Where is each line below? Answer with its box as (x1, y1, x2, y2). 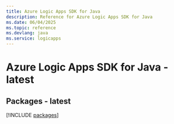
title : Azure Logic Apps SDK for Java (6, 8, 100, 15)
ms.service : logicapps (6, 36, 61, 41)
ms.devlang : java (6, 30, 48, 36)
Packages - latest (6, 96, 71, 106)
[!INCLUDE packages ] (6, 112, 59, 118)
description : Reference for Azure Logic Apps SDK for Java (6, 14, 153, 20)
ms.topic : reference (6, 24, 57, 31)
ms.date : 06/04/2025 (6, 19, 57, 25)
